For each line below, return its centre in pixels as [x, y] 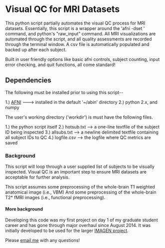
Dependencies [28, 80]
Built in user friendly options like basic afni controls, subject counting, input [82, 59]
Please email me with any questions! [43, 240]
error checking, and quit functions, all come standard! [60, 64]
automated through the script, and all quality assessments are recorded [79, 39]
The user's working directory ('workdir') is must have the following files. [79, 117]
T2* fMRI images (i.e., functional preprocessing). [55, 197]
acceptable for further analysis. [37, 177]
